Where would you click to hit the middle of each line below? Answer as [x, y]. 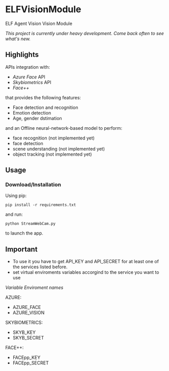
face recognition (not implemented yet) [54, 138]
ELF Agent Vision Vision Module [39, 23]
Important [21, 249]
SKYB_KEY [24, 332]
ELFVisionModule [43, 9]
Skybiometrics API [32, 82]
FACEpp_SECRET [31, 363]
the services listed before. [40, 267]
